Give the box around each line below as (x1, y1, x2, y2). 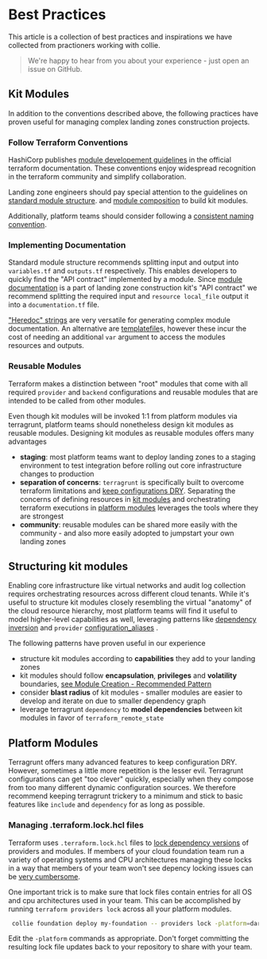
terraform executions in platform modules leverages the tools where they (19, 503, 259, 512)
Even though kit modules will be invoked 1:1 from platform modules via (8, 411, 238, 421)
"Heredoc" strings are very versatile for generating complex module (8, 315, 230, 325)
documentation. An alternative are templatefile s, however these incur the (8, 324, 247, 334)
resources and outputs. (8, 341, 85, 350)
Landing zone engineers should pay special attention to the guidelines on (8, 187, 248, 197)
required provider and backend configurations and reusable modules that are (8, 387, 258, 397)
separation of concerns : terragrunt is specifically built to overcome (19, 477, 245, 487)
